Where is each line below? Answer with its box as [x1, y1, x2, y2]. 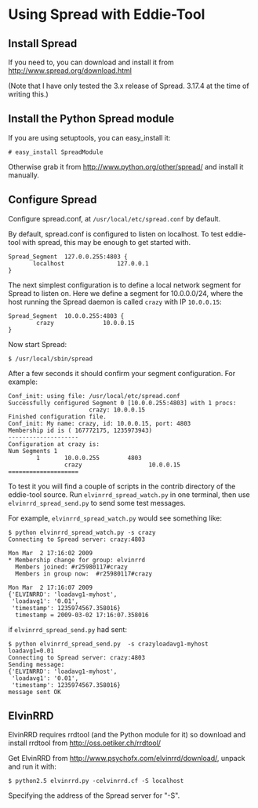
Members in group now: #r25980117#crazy [15, 569, 153, 578]
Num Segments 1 [8, 447, 58, 455]
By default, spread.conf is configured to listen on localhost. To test [8, 229, 223, 239]
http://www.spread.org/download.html [8, 66, 132, 75]
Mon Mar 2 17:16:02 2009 [8, 549, 93, 557]
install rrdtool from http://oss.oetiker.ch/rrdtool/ [8, 738, 162, 748]
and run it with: [8, 762, 57, 771]
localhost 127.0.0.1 [32, 259, 149, 268]
